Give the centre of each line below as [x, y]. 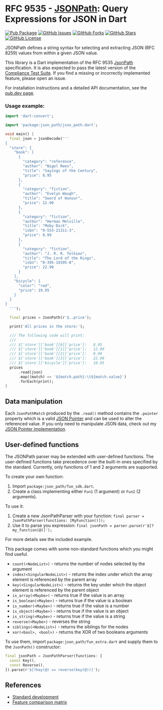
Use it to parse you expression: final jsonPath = [62, 525]
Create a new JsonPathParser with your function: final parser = [78, 516]
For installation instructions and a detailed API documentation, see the [76, 88]
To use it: [15, 506]
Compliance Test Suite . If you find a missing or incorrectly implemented [78, 73]
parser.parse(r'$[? [134, 526]
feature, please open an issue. [36, 78]
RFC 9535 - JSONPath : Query [67, 9]
